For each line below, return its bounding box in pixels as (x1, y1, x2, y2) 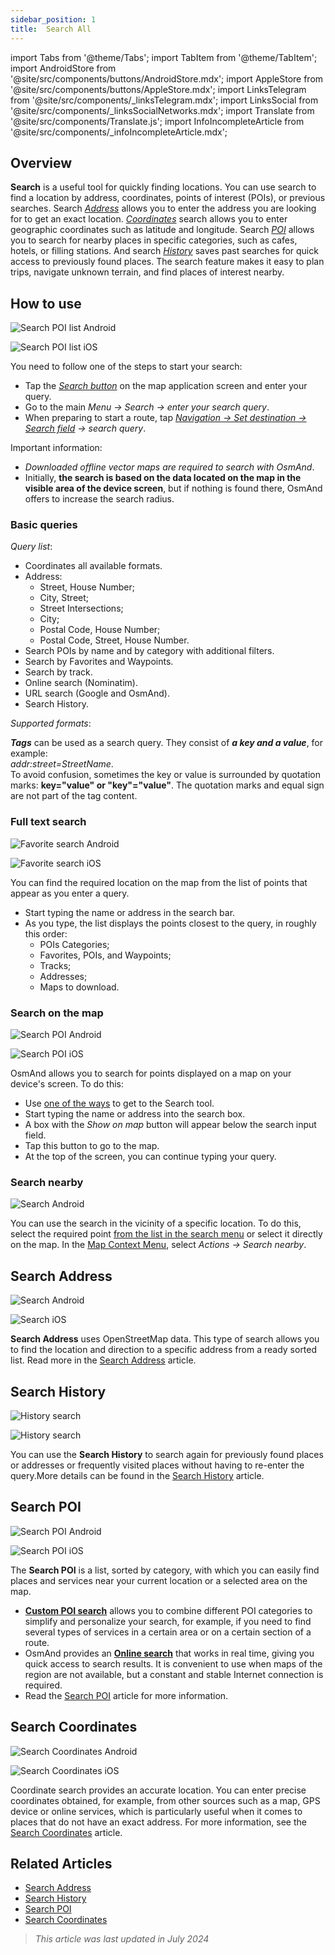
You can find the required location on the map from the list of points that (10, 876, 308, 888)
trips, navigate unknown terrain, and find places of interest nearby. (10, 266, 285, 278)
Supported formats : (10, 717, 92, 730)
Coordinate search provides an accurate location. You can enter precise (10, 1784, 307, 1796)
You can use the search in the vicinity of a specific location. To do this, (10, 1217, 302, 1230)
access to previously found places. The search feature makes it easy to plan (10, 256, 325, 268)
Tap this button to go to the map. (24, 1140, 160, 1152)
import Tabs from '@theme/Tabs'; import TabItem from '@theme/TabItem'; (10, 51, 318, 63)
